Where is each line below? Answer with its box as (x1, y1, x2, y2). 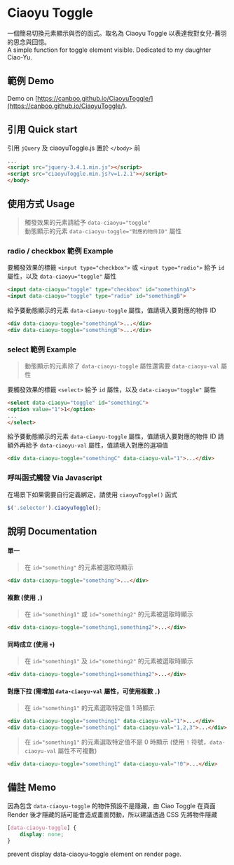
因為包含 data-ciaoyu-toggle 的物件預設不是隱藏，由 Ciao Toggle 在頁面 (7, 801, 216, 810)
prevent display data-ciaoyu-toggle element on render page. (7, 850, 182, 859)
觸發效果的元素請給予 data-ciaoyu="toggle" (24, 218, 151, 226)
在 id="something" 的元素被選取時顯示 (24, 563, 134, 572)
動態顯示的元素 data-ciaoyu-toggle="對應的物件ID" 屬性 (24, 226, 182, 235)
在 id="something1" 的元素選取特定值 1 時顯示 (24, 704, 156, 712)
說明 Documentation (7, 525, 97, 537)
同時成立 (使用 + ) (7, 639, 55, 649)
